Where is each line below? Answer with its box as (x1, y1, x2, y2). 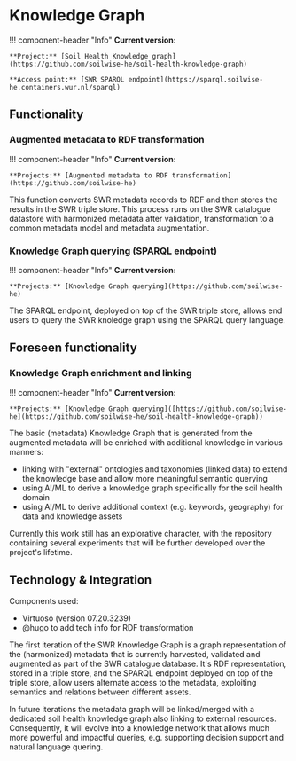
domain (21, 491, 51, 502)
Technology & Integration (9, 573, 152, 587)
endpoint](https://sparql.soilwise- (128, 75, 264, 84)
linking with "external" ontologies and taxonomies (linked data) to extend (21, 463, 288, 475)
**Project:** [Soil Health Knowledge (9, 51, 149, 60)
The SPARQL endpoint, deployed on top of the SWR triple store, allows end (9, 305, 283, 316)
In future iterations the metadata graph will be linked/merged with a (9, 704, 255, 715)
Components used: (9, 596, 79, 607)
